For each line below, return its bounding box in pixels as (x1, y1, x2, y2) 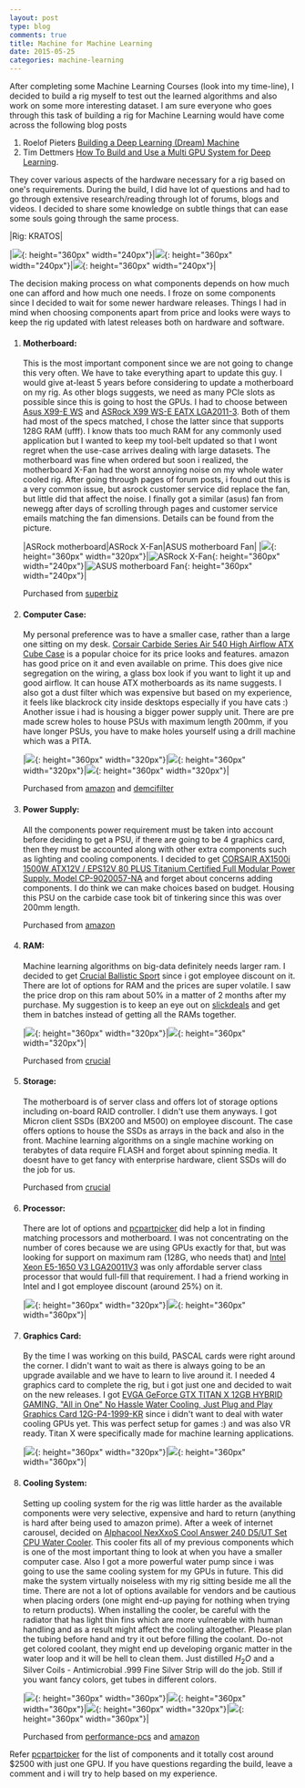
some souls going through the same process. (9, 213, 179, 223)
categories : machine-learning (9, 56, 125, 65)
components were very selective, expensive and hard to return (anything (22, 1507, 296, 1518)
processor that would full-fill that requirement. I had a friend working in (22, 1271, 290, 1282)
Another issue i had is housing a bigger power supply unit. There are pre (22, 707, 294, 718)
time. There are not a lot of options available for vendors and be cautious (22, 1585, 297, 1596)
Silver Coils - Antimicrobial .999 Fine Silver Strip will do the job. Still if (22, 1665, 283, 1676)
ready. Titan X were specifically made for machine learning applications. (22, 1428, 294, 1439)
